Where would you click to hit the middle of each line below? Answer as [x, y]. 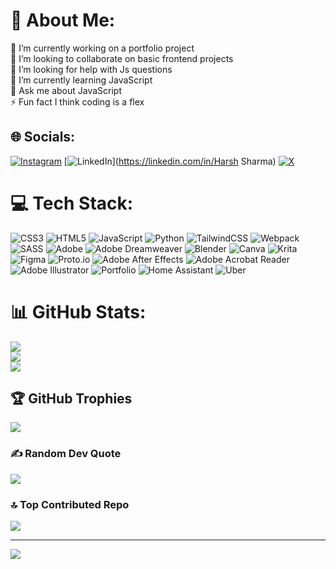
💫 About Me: [63, 20]
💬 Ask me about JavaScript [66, 90]
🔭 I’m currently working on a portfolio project [102, 48]
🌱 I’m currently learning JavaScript [81, 80]
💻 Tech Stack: [72, 203]
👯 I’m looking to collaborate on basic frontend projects [122, 58]
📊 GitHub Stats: [78, 311]
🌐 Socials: [43, 137]
